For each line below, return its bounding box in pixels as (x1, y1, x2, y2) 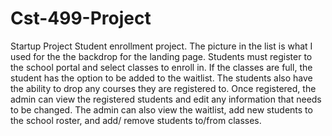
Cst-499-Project (10, 7, 152, 30)
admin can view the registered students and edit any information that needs (10, 93, 322, 105)
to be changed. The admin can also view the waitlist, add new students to (10, 103, 313, 116)
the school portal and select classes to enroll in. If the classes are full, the (10, 61, 313, 73)
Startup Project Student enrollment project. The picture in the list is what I (10, 40, 313, 52)
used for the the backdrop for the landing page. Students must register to (10, 50, 313, 62)
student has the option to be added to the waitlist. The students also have (10, 72, 313, 84)
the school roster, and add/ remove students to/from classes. (10, 114, 262, 126)
